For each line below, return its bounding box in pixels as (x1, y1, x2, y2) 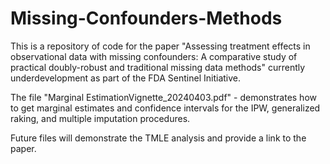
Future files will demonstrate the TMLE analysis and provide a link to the (10, 132, 307, 144)
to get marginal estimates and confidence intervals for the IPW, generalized (10, 102, 321, 114)
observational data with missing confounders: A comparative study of (10, 50, 298, 62)
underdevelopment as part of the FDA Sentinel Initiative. (10, 72, 241, 84)
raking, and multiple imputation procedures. (10, 112, 191, 124)
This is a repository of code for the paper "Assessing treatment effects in (10, 40, 311, 52)
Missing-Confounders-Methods (10, 7, 283, 30)
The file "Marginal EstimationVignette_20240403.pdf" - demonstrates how (10, 91, 317, 103)
